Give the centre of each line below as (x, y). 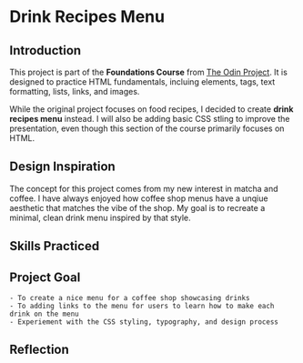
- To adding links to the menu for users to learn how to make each (142, 307)
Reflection (40, 350)
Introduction (45, 50)
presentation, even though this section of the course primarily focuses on (147, 128)
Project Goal (45, 277)
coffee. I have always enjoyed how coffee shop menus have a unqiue (139, 198)
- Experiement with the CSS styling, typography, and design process (144, 322)
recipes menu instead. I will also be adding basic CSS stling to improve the (150, 119)
